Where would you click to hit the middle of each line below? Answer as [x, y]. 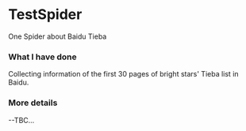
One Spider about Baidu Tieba [58, 36]
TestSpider [45, 15]
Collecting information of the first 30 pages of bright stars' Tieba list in [124, 74]
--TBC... [21, 120]
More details [33, 103]
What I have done [42, 57]
